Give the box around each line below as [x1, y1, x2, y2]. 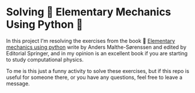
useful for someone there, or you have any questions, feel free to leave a [6, 74, 183, 81]
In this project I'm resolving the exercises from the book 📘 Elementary [6, 37, 176, 44]
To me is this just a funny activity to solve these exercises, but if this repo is [6, 67, 190, 74]
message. [6, 79, 30, 87]
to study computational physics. [6, 56, 84, 63]
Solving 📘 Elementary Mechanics [6, 5, 171, 19]
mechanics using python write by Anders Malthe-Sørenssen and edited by [6, 44, 187, 51]
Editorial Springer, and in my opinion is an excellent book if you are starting [6, 49, 188, 57]
